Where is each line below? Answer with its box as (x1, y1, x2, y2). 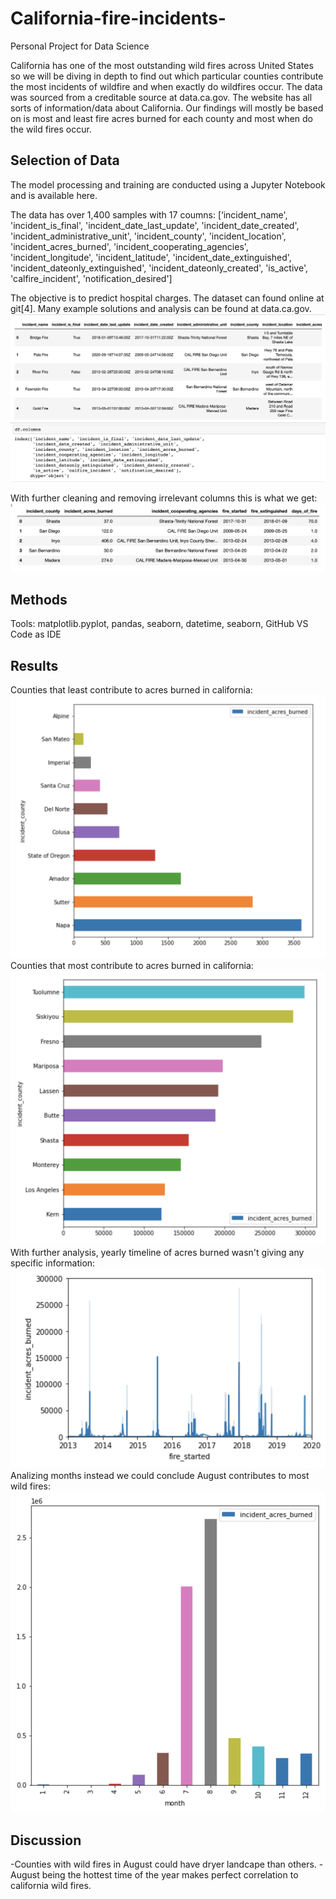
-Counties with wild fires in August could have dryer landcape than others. (10, 1858, 317, 1870)
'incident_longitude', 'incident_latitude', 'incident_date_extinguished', (10, 251, 292, 263)
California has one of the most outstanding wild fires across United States (10, 59, 314, 71)
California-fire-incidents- (10, 7, 227, 30)
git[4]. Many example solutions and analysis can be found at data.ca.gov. (10, 302, 312, 314)
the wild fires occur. (10, 123, 92, 135)
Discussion (10, 1832, 82, 1849)
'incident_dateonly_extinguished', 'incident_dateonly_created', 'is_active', (10, 262, 308, 274)
